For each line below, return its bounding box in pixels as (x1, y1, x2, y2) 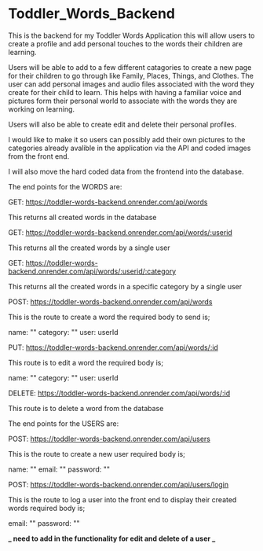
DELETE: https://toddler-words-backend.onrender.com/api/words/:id (8, 388, 231, 398)
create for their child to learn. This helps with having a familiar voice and (8, 87, 242, 97)
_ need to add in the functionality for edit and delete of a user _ (8, 534, 216, 543)
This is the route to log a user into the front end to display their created (8, 494, 237, 504)
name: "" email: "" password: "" (8, 465, 111, 474)
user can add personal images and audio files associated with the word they (8, 79, 255, 89)
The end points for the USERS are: (8, 418, 119, 428)
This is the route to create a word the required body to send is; (8, 312, 210, 321)
